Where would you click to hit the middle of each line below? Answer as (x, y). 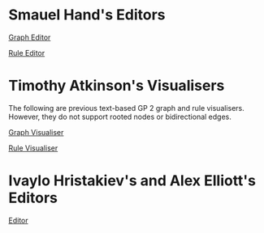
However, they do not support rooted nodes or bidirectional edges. (120, 116)
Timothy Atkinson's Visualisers (117, 86)
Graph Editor (30, 37)
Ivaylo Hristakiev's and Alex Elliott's (132, 181)
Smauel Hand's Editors (87, 15)
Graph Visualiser (36, 132)
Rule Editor (27, 53)
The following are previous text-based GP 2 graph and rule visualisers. (127, 108)
